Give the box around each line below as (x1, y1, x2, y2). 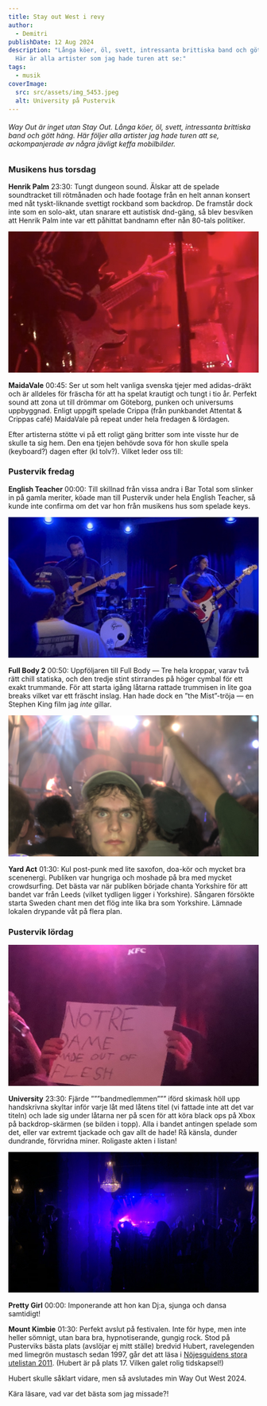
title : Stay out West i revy (8, 13, 105, 21)
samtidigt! (8, 1308, 41, 1319)
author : (8, 21, 34, 29)
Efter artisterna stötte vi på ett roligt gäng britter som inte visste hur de (8, 429, 239, 439)
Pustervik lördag (8, 926, 74, 937)
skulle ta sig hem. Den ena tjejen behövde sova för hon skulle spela (8, 438, 229, 447)
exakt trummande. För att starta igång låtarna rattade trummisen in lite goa (8, 683, 252, 692)
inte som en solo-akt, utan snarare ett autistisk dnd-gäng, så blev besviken (8, 207, 253, 216)
